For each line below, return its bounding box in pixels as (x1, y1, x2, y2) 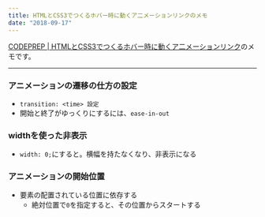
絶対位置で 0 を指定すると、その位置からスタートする (31, 200, 201, 210)
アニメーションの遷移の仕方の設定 (8, 80, 138, 92)
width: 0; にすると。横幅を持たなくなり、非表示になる (19, 149, 197, 159)
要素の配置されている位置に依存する (19, 190, 138, 200)
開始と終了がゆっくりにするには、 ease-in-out (19, 108, 170, 118)
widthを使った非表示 (8, 129, 88, 140)
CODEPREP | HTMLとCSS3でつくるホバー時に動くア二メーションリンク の (8, 41, 248, 51)
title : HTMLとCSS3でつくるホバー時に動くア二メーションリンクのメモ (8, 11, 208, 20)
